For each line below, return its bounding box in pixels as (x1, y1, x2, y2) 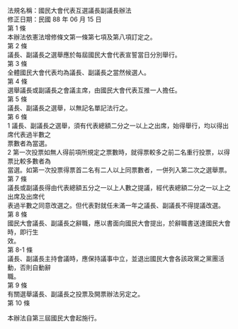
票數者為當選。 (7, 139, 51, 147)
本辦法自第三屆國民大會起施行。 (7, 314, 101, 322)
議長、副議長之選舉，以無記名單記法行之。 (7, 104, 132, 112)
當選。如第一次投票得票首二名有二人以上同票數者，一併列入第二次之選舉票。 (7, 166, 231, 174)
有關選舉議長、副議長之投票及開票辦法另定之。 (7, 290, 144, 298)
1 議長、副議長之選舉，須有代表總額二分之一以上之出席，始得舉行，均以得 (7, 121, 223, 130)
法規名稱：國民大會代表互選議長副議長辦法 (7, 6, 132, 14)
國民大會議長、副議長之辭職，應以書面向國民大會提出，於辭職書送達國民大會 (7, 219, 231, 227)
